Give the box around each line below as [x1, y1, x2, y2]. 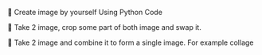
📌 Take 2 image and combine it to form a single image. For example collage [7, 38, 254, 47]
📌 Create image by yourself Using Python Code [7, 8, 162, 16]
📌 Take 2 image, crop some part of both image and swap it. [7, 23, 202, 31]
